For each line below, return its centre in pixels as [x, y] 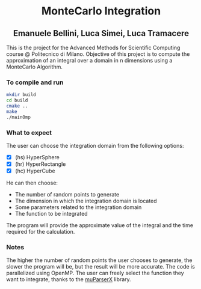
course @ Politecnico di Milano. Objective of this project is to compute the [98, 54]
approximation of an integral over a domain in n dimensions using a [89, 60]
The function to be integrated [51, 214]
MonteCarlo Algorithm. [35, 67]
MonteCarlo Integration [101, 11]
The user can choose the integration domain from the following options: [95, 145]
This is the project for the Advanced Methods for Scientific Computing [93, 47]
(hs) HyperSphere [37, 157]
